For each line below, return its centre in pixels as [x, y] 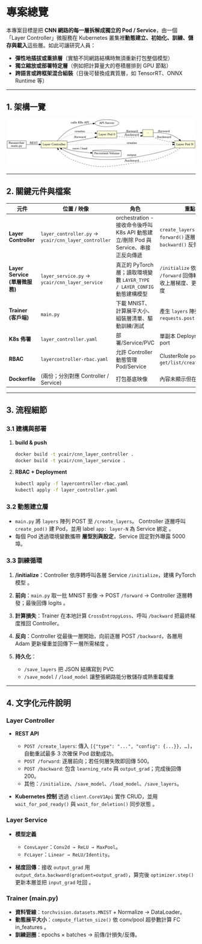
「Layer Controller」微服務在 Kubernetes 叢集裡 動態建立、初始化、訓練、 [97, 37]
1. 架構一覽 [26, 107]
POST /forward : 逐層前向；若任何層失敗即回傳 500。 [88, 761]
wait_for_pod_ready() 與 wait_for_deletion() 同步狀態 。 [86, 804]
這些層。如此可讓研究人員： [62, 45]
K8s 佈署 [20, 339]
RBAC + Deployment [41, 472]
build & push [31, 442]
